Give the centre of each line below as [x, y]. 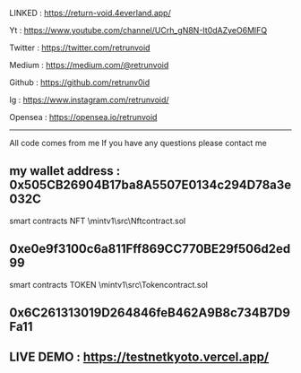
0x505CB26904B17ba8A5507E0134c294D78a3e [150, 185]
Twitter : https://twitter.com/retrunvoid [80, 48]
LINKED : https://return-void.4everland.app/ [90, 13]
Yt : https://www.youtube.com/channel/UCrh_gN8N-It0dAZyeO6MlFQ [138, 30]
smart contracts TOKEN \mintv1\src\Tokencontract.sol [109, 284]
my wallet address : [65, 171]
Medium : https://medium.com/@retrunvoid [89, 65]
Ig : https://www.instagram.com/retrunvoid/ [89, 100]
